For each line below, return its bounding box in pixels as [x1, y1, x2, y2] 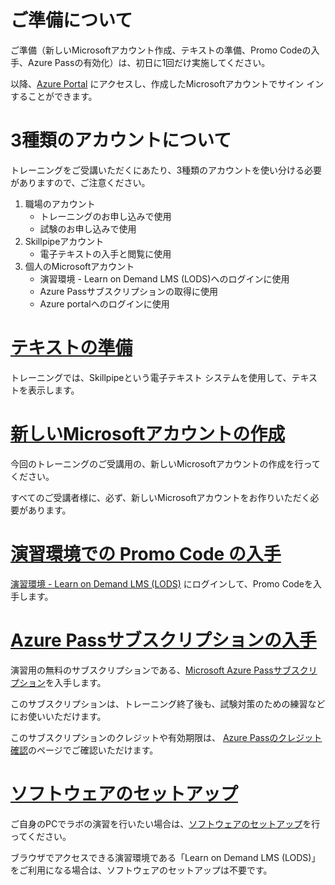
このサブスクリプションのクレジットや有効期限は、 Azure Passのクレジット [10, 731, 323, 743]
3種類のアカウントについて [10, 129, 232, 152]
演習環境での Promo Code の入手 [10, 542, 282, 565]
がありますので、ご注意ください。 [10, 176, 151, 188]
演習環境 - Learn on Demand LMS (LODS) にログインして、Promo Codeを [10, 577, 314, 590]
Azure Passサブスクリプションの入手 [10, 629, 317, 651]
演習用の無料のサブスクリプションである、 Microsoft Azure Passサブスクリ [10, 664, 318, 676]
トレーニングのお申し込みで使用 [39, 210, 172, 222]
